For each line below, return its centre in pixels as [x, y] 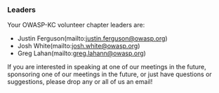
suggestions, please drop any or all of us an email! [80, 82]
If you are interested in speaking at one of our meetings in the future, [107, 67]
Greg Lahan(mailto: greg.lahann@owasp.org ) [81, 53]
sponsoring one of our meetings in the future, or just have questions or [109, 74]
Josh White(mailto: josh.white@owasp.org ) [79, 46]
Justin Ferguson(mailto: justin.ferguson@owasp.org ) [92, 38]
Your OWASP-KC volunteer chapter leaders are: [76, 25]
